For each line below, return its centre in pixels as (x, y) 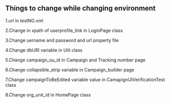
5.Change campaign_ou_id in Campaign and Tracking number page (75, 60)
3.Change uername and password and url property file (62, 40)
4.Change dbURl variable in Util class (44, 50)
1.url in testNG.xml (24, 20)
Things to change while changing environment (80, 8)
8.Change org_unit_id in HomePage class (48, 95)
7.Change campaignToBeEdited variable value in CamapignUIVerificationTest (85, 79)
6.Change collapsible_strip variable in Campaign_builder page (70, 70)
